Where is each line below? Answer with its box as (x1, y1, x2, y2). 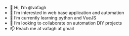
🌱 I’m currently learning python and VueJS (9, 15, 96, 20)
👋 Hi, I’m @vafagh (9, 5, 46, 10)
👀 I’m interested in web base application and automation (9, 10, 125, 16)
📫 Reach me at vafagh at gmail (9, 26, 74, 31)
